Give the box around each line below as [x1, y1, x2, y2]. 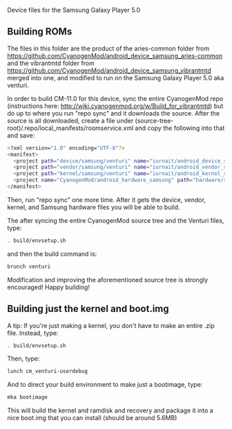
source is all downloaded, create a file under [7, 116, 134, 125]
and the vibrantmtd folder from [7, 59, 95, 67]
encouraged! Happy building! [7, 283, 90, 291]
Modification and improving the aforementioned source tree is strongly [7, 275, 209, 284]
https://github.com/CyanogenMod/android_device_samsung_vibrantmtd [7, 66, 212, 75]
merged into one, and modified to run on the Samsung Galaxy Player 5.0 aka [7, 73, 224, 82]
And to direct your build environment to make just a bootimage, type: [7, 381, 203, 389]
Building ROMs [7, 26, 72, 37]
